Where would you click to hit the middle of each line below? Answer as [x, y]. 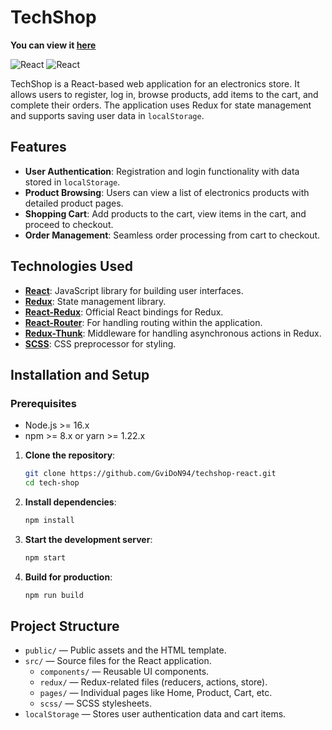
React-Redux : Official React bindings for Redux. [124, 312]
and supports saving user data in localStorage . [107, 115]
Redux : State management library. [95, 301]
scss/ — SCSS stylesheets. [95, 703]
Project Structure [65, 626]
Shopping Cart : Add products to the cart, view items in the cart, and [165, 213]
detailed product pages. [74, 203]
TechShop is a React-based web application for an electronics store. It [155, 83]
